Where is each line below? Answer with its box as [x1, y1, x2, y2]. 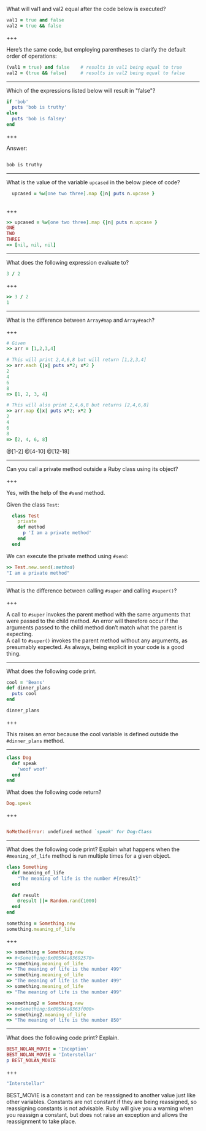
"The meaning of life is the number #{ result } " [17, 875, 141, 882]
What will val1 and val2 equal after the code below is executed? [6, 6, 166, 12]
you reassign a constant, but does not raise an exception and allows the [6, 1111, 188, 1118]
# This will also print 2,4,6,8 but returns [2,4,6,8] [6, 402, 150, 408]
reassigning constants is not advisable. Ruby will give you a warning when [6, 1105, 194, 1112]
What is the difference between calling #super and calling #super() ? [6, 586, 177, 594]
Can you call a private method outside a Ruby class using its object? [6, 465, 178, 472]
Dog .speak [6, 801, 32, 807]
